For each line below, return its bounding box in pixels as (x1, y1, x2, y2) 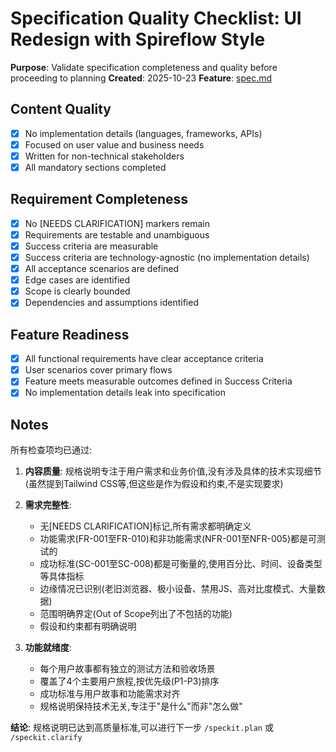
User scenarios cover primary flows (24, 364, 173, 376)
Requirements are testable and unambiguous (24, 228, 210, 241)
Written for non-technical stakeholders (24, 150, 185, 162)
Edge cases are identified (24, 274, 131, 286)
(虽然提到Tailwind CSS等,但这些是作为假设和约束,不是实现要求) (24, 478, 284, 490)
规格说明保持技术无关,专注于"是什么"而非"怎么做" (39, 700, 243, 712)
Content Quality (10, 101, 112, 118)
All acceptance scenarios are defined (24, 263, 180, 275)
